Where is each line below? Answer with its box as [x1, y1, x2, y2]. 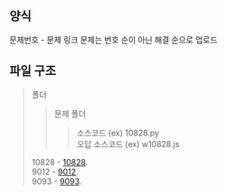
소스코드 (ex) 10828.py [76, 127, 160, 138]
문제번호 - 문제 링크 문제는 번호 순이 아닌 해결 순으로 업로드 [9, 34, 218, 45]
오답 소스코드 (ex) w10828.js [76, 138, 180, 149]
